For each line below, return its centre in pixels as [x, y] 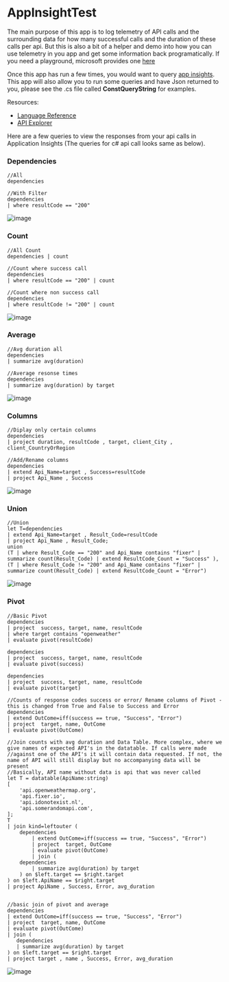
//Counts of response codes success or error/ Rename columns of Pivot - [115, 700]
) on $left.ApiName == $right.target [61, 880]
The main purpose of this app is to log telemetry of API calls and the [103, 32]
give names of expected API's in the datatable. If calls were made [107, 748]
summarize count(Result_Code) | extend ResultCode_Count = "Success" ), [113, 559]
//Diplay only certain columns [52, 430]
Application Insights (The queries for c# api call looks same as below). [106, 143]
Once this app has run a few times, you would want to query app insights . [111, 74]
